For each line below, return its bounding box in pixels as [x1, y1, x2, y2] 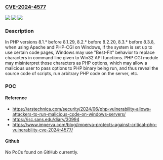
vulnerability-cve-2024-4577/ [12, 127, 73, 133]
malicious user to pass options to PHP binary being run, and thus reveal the [5, 65, 159, 71]
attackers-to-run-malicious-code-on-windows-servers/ [12, 111, 126, 117]
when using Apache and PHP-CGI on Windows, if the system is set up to [5, 44, 153, 50]
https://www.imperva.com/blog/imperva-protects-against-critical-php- [12, 121, 157, 127]
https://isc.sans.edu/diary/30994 [12, 116, 80, 122]
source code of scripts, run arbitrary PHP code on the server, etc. [5, 70, 139, 76]
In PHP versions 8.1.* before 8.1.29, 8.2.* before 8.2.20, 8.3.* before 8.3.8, [5, 39, 155, 45]
